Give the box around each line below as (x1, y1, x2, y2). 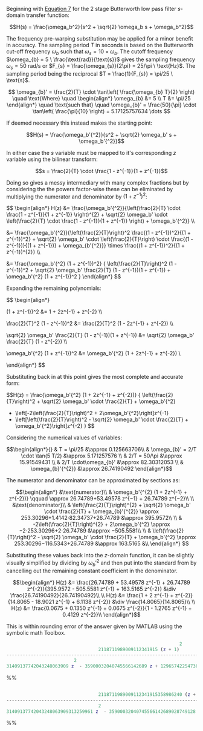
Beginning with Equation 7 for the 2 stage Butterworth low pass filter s (6, 5, 181, 12)
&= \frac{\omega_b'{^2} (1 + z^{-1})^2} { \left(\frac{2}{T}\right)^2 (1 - (6, 260, 177, 267)
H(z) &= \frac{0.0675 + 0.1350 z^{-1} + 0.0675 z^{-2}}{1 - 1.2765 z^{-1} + (11, 605, 192, 612)
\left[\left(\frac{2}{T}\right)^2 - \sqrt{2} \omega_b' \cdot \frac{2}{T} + (14, 416, 189, 423)
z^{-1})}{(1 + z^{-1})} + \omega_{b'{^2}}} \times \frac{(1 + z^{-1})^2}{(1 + (6, 242, 185, 249)
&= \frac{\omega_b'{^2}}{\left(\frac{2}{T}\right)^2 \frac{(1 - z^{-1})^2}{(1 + (6, 229, 192, 237)
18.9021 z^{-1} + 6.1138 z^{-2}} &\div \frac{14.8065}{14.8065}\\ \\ (35, 598, 196, 605)
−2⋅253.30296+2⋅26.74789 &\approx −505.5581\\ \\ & (19, 527, 152, 534)
